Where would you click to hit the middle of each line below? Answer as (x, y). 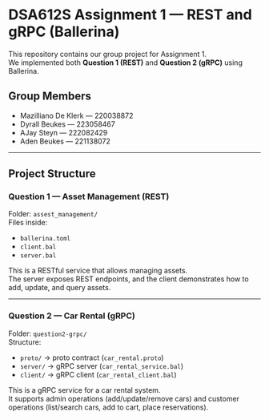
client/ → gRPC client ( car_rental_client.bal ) (98, 374)
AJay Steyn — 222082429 (64, 132)
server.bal (38, 256)
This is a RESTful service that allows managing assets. (98, 271)
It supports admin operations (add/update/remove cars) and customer (124, 398)
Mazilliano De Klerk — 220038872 (76, 115)
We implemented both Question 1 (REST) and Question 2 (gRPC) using (125, 63)
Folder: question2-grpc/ (48, 333)
